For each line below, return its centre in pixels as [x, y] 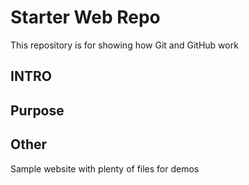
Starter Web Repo [85, 17]
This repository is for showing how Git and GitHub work [124, 45]
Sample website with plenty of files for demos [105, 168]
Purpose [37, 110]
